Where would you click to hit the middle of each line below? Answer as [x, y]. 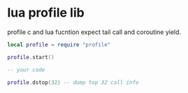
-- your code [26, 70]
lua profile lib [46, 13]
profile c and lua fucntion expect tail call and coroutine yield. [94, 32]
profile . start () [31, 57]
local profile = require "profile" [59, 44]
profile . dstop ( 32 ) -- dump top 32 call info [73, 82]
